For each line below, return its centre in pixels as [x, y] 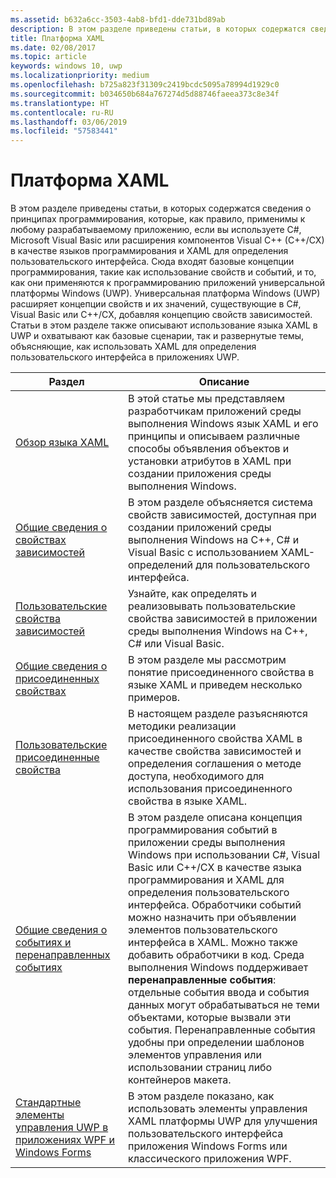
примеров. [154, 698]
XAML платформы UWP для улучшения [223, 1121]
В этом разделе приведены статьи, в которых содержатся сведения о [161, 208]
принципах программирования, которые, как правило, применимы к [158, 219]
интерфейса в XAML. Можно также [213, 943]
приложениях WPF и [65, 1140]
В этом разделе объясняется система [220, 503]
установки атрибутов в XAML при [210, 461]
